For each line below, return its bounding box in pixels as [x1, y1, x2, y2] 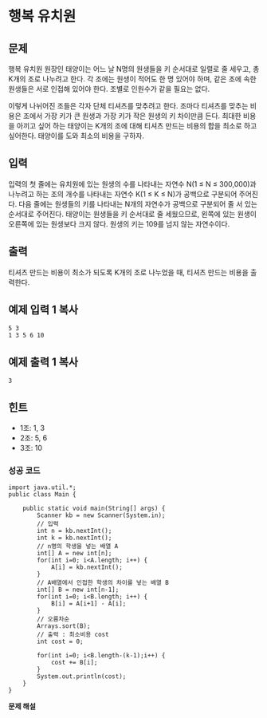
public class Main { [8, 491, 77, 499]
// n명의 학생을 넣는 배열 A [37, 542, 119, 550]
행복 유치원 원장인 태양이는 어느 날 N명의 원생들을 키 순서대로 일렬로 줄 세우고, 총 [8, 65, 260, 73]
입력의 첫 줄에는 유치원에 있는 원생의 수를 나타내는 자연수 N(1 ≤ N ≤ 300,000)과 [8, 179, 257, 188]
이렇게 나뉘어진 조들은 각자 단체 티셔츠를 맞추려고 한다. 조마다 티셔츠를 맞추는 [8, 101, 249, 110]
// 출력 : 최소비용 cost [37, 631, 109, 639]
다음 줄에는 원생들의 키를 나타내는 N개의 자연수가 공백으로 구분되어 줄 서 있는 [18, 199, 257, 208]
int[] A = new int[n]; [37, 550, 112, 558]
